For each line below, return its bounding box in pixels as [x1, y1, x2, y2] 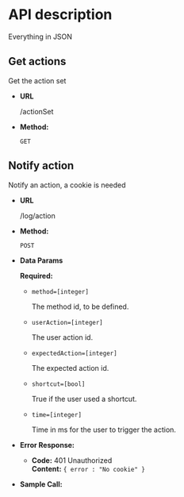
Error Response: [19, 440, 75, 449]
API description [8, 6, 113, 24]
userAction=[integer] [31, 318, 103, 326]
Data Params [19, 256, 63, 265]
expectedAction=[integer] [31, 349, 117, 357]
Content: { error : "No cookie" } [31, 464, 145, 473]
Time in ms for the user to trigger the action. [31, 425, 177, 434]
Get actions [8, 55, 67, 68]
